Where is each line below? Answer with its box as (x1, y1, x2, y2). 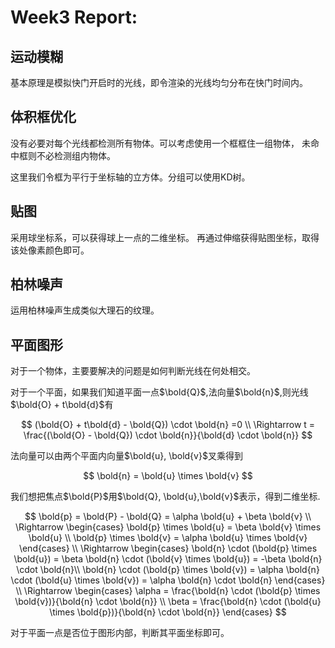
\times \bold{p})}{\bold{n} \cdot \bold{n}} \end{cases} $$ (49, 606, 287, 618)
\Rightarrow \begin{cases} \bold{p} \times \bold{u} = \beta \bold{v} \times (14, 521, 322, 533)
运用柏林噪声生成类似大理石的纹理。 (10, 304, 160, 316)
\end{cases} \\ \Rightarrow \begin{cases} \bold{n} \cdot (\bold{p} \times (18, 542, 318, 555)
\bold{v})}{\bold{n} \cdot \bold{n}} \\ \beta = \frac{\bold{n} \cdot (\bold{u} (14, 596, 322, 608)
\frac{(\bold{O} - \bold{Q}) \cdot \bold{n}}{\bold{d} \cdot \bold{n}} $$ (23, 429, 313, 441)
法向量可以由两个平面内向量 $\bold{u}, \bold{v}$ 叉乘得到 (10, 450, 243, 462)
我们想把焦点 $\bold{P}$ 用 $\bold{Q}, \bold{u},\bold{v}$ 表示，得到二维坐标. (10, 491, 321, 503)
